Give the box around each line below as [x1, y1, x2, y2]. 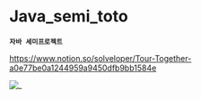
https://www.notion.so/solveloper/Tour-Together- [9, 53, 192, 63]
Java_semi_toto [9, 6, 128, 27]
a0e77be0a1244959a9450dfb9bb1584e [9, 62, 157, 73]
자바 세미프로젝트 [9, 37, 63, 46]
